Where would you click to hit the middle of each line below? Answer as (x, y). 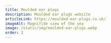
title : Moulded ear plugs (32, 10)
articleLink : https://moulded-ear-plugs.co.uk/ (56, 19)
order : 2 (14, 33)
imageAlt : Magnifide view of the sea (44, 23)
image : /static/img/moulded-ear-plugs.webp (51, 28)
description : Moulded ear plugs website (48, 14)
